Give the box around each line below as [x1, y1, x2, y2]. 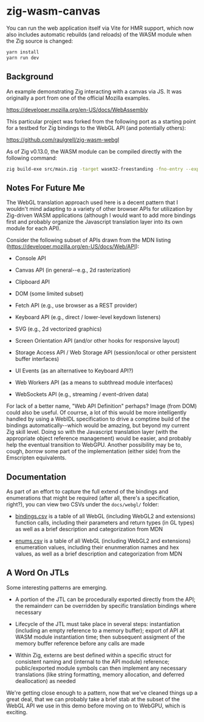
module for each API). [6, 225, 61, 232]
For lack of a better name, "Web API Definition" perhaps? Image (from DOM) [6, 402, 197, 410]
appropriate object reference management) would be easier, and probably [6, 435, 192, 442]
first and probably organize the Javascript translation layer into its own [6, 218, 183, 225]
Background [6, 72, 53, 82]
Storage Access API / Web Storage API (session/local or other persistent [15, 349, 197, 356]
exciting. [6, 708, 28, 715]
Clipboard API [15, 278, 50, 286]
